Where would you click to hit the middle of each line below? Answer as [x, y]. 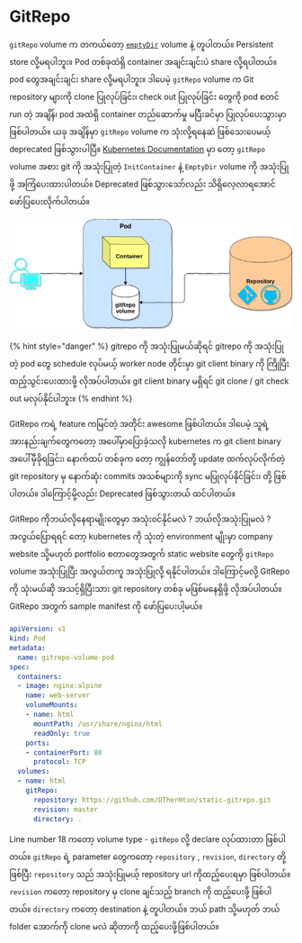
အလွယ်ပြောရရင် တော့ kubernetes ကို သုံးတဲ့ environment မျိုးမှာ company [141, 537]
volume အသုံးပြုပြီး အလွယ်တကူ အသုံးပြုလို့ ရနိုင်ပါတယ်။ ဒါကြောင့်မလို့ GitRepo [150, 571]
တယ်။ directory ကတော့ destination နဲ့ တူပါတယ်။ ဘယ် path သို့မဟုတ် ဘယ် [145, 909]
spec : [19, 667]
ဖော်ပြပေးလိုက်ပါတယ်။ [49, 201]
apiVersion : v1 [38, 629]
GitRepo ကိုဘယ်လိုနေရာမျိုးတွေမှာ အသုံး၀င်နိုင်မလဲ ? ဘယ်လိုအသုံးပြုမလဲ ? [140, 519]
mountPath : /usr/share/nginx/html [98, 724]
